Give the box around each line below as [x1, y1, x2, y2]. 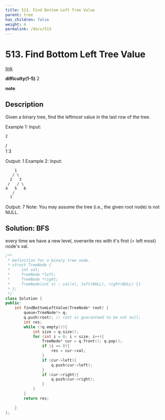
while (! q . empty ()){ [24, 324, 68, 329]
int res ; [24, 320, 43, 325]
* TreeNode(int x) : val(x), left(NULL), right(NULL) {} [7, 281, 141, 287]
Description [5, 100, 44, 109]
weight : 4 [5, 22, 27, 27]
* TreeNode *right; [7, 277, 58, 282]
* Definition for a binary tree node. [7, 258, 91, 263]
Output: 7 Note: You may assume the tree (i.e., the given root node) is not [5, 203, 160, 210]
